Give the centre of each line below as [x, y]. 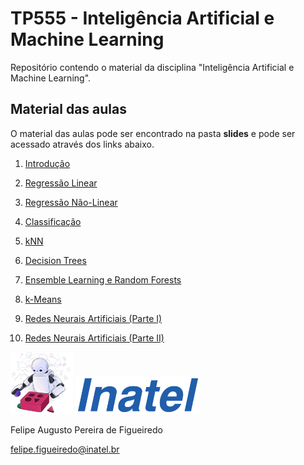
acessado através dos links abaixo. [82, 144]
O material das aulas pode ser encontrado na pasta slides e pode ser [153, 133]
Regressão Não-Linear [71, 202]
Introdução [47, 163]
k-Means [43, 299]
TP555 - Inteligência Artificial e [142, 18]
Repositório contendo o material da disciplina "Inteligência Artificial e [152, 67]
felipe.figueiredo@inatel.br [65, 449]
